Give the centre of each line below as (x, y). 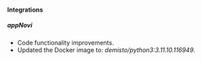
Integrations (25, 10)
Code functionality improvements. (65, 42)
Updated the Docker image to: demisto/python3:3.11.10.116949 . (106, 50)
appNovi (20, 25)
